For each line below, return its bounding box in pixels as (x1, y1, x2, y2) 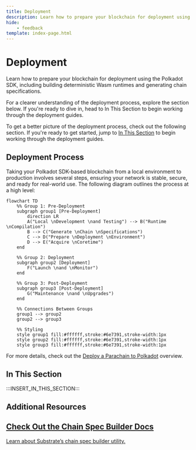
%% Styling (16, 327, 43, 333)
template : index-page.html (6, 31, 72, 36)
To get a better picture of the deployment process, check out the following (6, 123, 186, 130)
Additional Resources (6, 402, 86, 412)
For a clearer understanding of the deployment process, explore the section (6, 99, 189, 106)
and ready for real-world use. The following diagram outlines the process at (6, 180, 189, 187)
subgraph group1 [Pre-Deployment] (16, 208, 101, 214)
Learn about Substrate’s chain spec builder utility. (6, 437, 126, 444)
